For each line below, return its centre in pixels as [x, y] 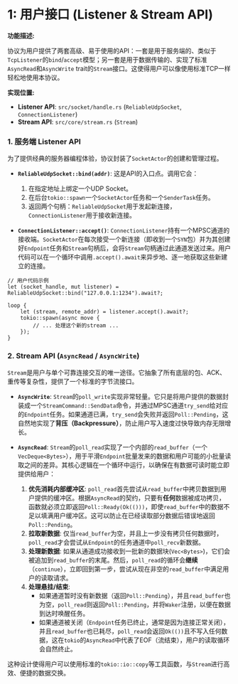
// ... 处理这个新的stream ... [76, 326]
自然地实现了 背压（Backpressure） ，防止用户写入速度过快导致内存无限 [121, 423]
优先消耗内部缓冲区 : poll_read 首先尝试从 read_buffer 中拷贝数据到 [124, 488]
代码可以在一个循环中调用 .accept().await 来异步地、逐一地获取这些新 [119, 257]
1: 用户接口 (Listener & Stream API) [110, 15]
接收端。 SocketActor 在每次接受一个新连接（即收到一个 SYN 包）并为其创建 [124, 240]
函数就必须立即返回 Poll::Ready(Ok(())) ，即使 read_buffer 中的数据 [126, 506]
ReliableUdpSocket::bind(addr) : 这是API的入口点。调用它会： [108, 173]
